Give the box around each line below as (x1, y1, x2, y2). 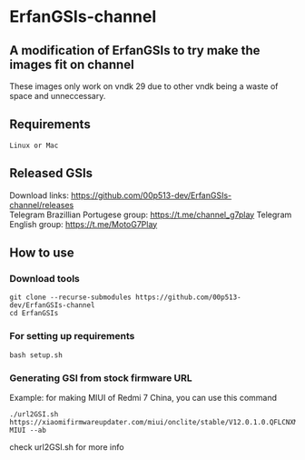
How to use (9, 245, 74, 261)
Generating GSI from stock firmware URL (9, 371, 192, 384)
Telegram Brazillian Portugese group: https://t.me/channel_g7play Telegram (9, 209, 292, 220)
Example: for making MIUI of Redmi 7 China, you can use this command (9, 392, 278, 403)
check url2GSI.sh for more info (9, 441, 124, 452)
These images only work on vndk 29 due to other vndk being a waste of (9, 81, 279, 92)
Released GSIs (9, 165, 93, 181)
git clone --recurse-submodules (9, 293, 132, 302)
